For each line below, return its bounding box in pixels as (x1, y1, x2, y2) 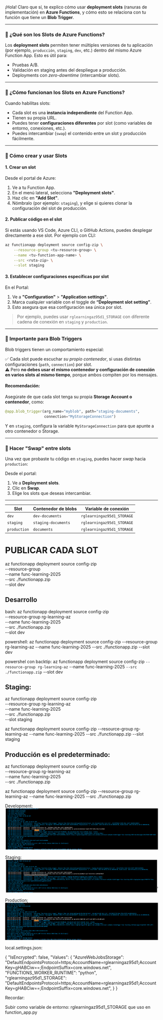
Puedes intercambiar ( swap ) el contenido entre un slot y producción (12, 130, 147, 136)
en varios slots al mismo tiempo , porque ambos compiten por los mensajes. (5, 372, 158, 378)
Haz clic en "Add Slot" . (12, 195, 59, 201)
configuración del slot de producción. (12, 205, 87, 211)
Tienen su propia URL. (12, 114, 57, 121)
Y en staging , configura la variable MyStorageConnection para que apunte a (5, 423, 154, 429)
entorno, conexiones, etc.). (12, 125, 66, 131)
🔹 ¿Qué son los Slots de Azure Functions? (5, 31, 105, 38)
